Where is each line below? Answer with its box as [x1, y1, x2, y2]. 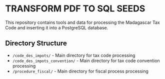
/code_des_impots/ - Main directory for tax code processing [12, 52, 135, 58]
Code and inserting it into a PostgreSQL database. [5, 24, 108, 30]
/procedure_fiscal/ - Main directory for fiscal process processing [12, 68, 149, 74]
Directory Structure [5, 39, 67, 48]
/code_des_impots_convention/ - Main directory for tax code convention [12, 58, 160, 64]
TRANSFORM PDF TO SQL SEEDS [5, 3, 145, 14]
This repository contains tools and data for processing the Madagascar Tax [5, 19, 160, 25]
